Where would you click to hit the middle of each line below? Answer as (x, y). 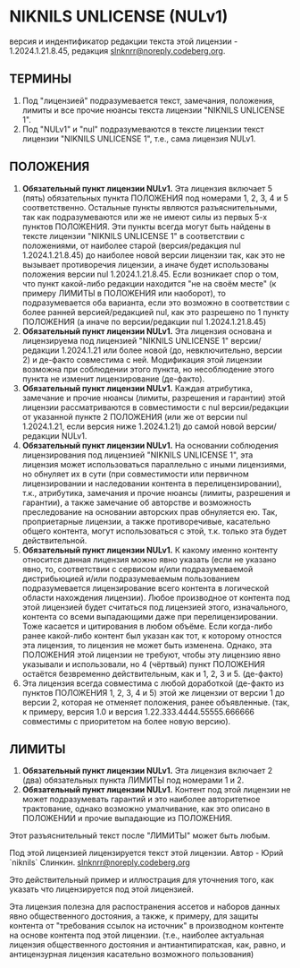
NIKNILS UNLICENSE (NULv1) (119, 17)
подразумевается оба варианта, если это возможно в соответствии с (156, 303)
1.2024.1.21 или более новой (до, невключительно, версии (172, 350)
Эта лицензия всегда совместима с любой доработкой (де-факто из (153, 683)
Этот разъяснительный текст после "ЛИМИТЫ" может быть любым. (140, 835)
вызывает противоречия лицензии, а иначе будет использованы (146, 264)
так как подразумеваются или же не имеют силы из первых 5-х (145, 217)
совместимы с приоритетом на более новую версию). (126, 721)
